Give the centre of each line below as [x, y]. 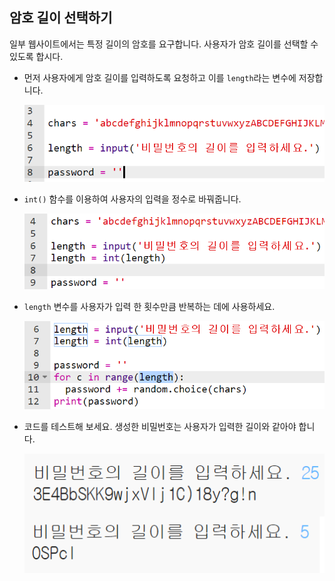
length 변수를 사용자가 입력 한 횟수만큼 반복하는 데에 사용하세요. [149, 306]
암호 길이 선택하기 [61, 18]
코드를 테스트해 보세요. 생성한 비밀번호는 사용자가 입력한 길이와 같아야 [160, 427]
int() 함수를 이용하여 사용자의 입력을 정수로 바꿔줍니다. [132, 199]
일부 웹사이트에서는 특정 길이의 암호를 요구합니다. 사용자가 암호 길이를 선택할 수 [164, 44]
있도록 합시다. [36, 56]
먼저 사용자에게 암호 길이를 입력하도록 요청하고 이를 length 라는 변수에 [160, 77]
